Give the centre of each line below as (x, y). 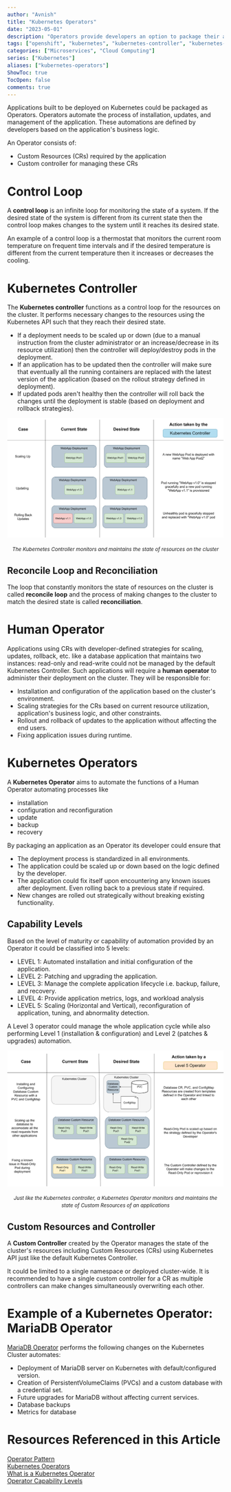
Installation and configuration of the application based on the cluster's (116, 692)
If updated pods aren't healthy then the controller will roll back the (111, 394)
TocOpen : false (29, 80)
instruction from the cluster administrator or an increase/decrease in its (118, 343)
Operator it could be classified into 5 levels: (68, 948)
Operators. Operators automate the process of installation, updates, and (109, 115)
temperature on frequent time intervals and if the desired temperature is (109, 246)
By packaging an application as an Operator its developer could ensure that (114, 846)
